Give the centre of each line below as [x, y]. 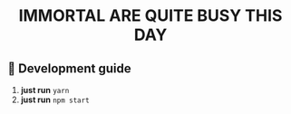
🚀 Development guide [69, 68]
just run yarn [45, 90]
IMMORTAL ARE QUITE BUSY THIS [150, 16]
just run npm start [55, 100]
